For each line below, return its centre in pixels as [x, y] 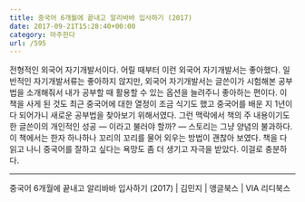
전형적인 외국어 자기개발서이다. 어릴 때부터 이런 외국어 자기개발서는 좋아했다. [145, 70]
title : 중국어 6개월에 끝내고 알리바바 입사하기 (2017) [101, 18]
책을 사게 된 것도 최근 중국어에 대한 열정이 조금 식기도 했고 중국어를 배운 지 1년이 [151, 104]
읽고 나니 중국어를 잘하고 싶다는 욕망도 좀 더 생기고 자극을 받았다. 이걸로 [136, 149]
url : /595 [28, 43]
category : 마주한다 [42, 34]
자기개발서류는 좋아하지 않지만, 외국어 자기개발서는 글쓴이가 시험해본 [155, 82]
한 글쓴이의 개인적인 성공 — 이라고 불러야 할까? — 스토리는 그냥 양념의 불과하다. [151, 127]
